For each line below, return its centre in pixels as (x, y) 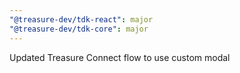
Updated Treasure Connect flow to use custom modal (120, 57)
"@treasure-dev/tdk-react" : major (81, 19)
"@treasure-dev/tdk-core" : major (79, 29)
